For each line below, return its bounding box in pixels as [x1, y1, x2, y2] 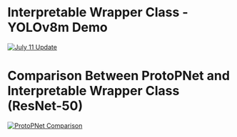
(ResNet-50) [7, 98, 84, 114]
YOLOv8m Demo [7, 19, 109, 35]
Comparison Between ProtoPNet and [7, 68, 231, 84]
